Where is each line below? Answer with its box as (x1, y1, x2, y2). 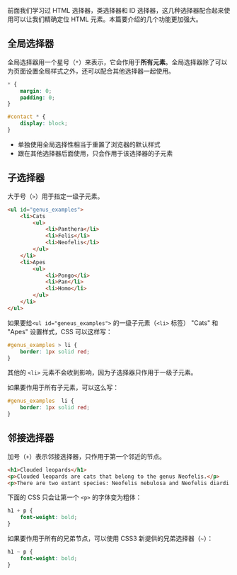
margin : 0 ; (20, 87, 52, 94)
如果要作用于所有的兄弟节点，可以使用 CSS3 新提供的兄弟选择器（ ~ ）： (7, 534, 214, 543)
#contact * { (7, 113, 46, 120)
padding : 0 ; (20, 94, 55, 101)
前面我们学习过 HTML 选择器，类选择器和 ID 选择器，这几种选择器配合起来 (7, 6, 224, 14)
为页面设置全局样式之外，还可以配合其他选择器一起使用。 (7, 67, 175, 75)
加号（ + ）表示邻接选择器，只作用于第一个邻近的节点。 (7, 452, 166, 460)
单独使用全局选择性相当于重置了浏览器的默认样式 (17, 140, 161, 149)
